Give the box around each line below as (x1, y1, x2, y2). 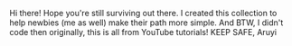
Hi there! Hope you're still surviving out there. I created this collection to (9, 8, 278, 18)
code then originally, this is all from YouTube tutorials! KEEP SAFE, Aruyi (9, 27, 278, 37)
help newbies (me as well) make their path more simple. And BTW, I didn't (9, 17, 284, 28)
